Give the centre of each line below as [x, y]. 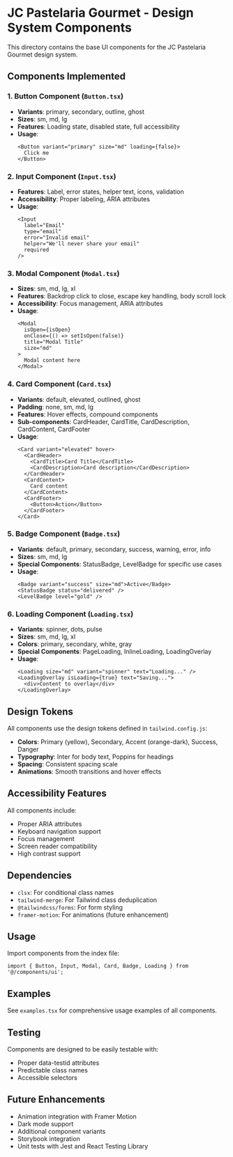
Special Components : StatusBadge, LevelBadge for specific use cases [119, 564]
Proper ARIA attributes [50, 824]
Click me [37, 153]
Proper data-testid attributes [58, 1063]
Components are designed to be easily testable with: [83, 1049]
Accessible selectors [47, 1077]
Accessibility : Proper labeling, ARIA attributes [83, 199]
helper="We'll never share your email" [82, 243]
